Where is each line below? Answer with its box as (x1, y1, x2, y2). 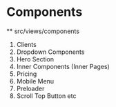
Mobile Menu (16, 77, 55, 85)
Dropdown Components (16, 48, 85, 56)
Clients (16, 40, 37, 48)
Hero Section (16, 55, 55, 63)
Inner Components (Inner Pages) (16, 62, 110, 70)
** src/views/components (6, 27, 80, 35)
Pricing (16, 70, 37, 78)
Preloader (16, 84, 45, 93)
